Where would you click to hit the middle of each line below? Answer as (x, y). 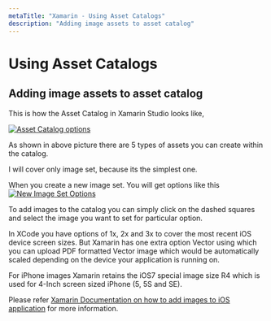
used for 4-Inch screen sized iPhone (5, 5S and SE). (96, 284)
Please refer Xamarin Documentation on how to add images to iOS (119, 299)
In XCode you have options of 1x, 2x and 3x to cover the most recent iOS (130, 233)
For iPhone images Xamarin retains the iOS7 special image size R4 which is (134, 275)
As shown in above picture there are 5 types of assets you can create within (136, 145)
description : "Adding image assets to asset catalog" (102, 24)
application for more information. (63, 308)
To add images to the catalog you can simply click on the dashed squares (132, 209)
